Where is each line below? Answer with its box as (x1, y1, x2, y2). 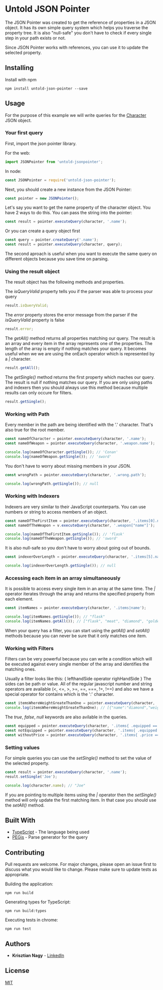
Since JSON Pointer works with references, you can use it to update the (5, 44, 149, 50)
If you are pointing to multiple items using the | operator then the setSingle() (5, 792, 157, 798)
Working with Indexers (5, 493, 60, 499)
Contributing (5, 848, 45, 857)
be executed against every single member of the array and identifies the (5, 661, 149, 667)
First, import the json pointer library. (5, 140, 77, 147)
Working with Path (5, 410, 49, 417)
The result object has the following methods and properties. (5, 279, 125, 285)
